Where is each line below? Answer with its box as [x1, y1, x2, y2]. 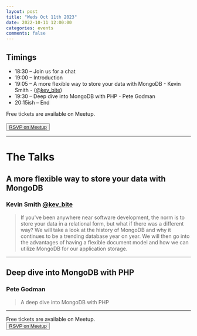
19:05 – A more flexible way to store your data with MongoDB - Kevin [14, 80, 181, 87]
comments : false [6, 31, 46, 36]
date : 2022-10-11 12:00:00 [6, 19, 72, 25]
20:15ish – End [14, 99, 50, 106]
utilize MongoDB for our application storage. [20, 245, 128, 252]
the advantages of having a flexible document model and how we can [20, 238, 189, 246]
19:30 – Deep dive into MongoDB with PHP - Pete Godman [14, 92, 155, 100]
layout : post [6, 8, 38, 15]
